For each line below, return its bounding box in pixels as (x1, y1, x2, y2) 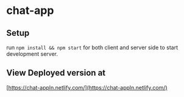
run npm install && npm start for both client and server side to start (6, 44, 179, 51)
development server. (6, 50, 58, 58)
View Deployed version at (6, 68, 106, 78)
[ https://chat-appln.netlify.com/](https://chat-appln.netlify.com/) (6, 84, 168, 91)
